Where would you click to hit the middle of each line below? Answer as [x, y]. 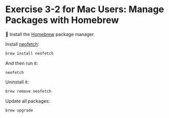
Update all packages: [28, 101]
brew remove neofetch [28, 91]
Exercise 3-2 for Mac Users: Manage [85, 9]
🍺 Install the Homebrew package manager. [50, 34]
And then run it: [22, 63]
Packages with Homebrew [62, 20]
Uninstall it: [17, 82]
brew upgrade [19, 110]
